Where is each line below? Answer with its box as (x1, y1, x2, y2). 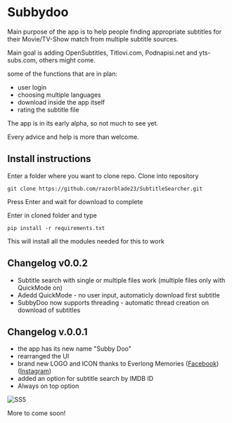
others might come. (39, 55, 96, 64)
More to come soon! (7, 409, 66, 417)
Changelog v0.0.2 (7, 257, 88, 269)
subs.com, (7, 55, 38, 64)
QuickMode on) (17, 283, 63, 292)
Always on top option (17, 382, 79, 390)
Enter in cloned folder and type (7, 211, 97, 220)
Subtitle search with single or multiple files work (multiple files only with (17, 276, 226, 284)
